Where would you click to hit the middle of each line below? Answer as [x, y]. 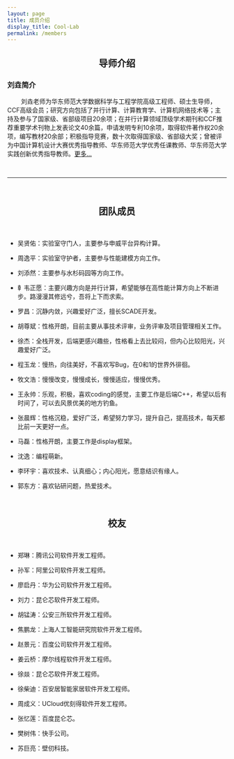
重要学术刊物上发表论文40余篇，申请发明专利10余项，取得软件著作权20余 [118, 127]
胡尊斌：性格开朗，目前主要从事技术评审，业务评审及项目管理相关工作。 [121, 326]
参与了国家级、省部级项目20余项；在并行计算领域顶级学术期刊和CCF [118, 119]
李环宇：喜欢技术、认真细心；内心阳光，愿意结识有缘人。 [100, 471]
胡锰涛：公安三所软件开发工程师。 [66, 614]
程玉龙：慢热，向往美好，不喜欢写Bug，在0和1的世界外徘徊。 [106, 364]
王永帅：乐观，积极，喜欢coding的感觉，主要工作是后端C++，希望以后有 [122, 394]
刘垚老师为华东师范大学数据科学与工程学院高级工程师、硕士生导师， [118, 101]
